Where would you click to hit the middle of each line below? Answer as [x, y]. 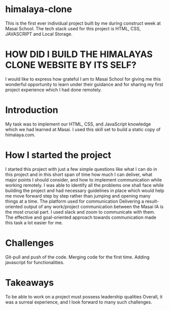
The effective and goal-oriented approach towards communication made [81, 217]
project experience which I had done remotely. [53, 90]
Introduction [32, 110]
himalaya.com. [20, 135]
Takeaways [30, 283]
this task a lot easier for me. [34, 222]
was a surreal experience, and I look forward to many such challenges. [79, 302]
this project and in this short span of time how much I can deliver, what [79, 174]
